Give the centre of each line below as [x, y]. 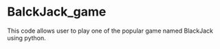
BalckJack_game [57, 12]
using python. [26, 37]
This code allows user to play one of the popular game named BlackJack [110, 31]
